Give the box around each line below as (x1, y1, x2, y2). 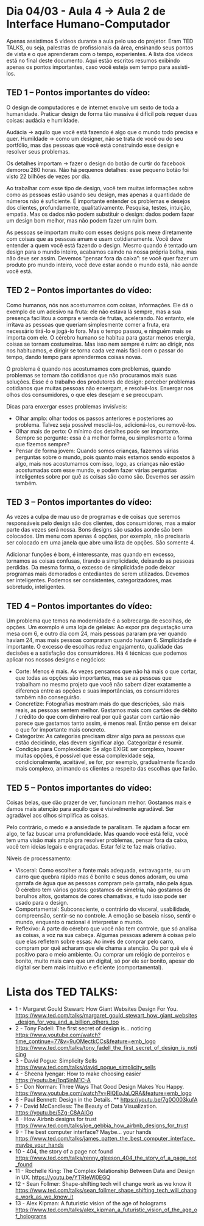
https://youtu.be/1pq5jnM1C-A (15, 1076, 91, 1083)
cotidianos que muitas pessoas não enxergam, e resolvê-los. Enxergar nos (6, 384, 194, 391)
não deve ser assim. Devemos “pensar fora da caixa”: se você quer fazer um (6, 254, 199, 262)
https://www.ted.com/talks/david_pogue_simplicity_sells (15, 1063, 157, 1071)
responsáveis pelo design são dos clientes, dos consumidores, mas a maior (6, 519, 196, 527)
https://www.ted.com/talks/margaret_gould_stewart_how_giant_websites (15, 1011, 198, 1019)
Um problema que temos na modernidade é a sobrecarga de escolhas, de (6, 617, 192, 624)
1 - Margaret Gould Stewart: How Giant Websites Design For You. (15, 1005, 178, 1013)
